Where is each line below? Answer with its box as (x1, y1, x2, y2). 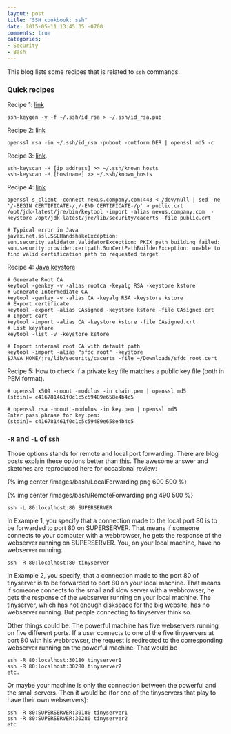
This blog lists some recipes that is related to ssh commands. (7, 67, 181, 76)
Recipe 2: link (7, 126, 46, 135)
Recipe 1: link (7, 101, 45, 109)
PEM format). (7, 375, 45, 383)
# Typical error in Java (7, 227, 79, 234)
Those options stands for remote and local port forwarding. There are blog (7, 450, 219, 458)
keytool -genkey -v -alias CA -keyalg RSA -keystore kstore (7, 294, 184, 301)
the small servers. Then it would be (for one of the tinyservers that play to (7, 688, 217, 697)
